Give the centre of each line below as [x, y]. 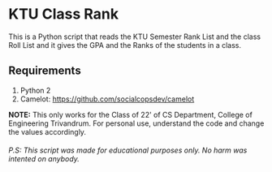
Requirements [45, 71]
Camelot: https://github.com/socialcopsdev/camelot [107, 99]
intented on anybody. [44, 159]
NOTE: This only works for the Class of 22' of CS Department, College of [131, 114]
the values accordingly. [47, 131]
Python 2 [35, 90]
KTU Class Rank [64, 14]
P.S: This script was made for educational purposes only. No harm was [128, 150]
